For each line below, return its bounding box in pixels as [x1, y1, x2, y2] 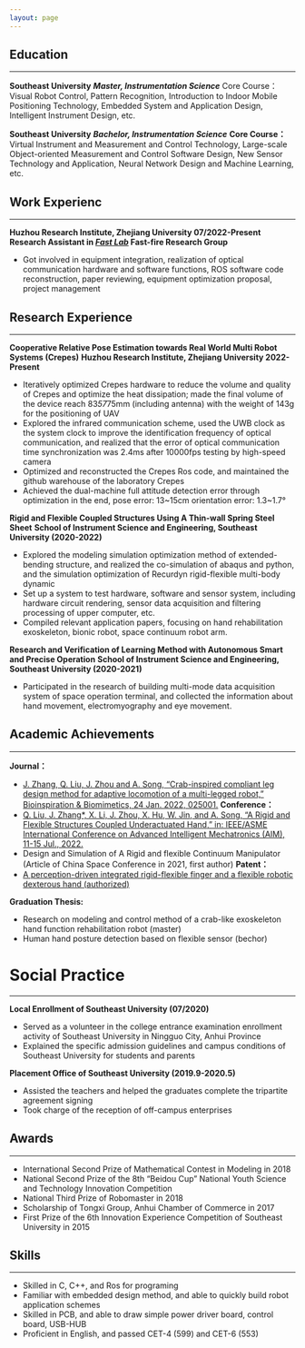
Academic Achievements [9, 727, 155, 742]
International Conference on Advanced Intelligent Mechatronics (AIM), [22, 828, 286, 839]
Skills [9, 1248, 41, 1264]
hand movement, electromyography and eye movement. [22, 700, 232, 711]
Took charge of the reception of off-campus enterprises [22, 1105, 233, 1115]
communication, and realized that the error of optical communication [22, 437, 280, 448]
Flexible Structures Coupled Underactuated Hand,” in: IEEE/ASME [22, 818, 268, 829]
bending [22, 560, 54, 570]
